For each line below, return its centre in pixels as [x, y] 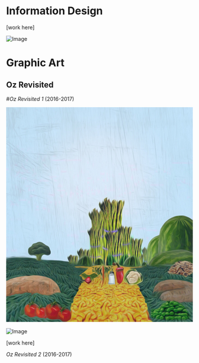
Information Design [54, 11]
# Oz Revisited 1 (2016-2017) [40, 98]
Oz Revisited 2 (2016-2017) [39, 354]
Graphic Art [36, 63]
